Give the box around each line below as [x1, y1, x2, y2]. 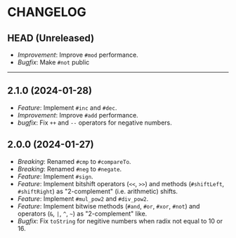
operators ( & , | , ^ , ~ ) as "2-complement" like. [17, 209, 147, 218]
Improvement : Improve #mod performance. [17, 50, 138, 59]
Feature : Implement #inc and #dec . [17, 103, 117, 112]
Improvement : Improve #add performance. [17, 111, 138, 119]
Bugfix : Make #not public [17, 58, 90, 66]
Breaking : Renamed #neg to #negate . [17, 164, 122, 173]
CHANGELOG [7, 4, 86, 20]
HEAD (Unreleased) [7, 32, 95, 44]
